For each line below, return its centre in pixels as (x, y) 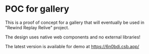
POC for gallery (37, 9)
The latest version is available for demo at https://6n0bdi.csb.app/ (72, 46)
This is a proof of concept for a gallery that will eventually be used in (75, 22)
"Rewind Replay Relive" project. (37, 27)
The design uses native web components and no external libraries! (73, 37)
